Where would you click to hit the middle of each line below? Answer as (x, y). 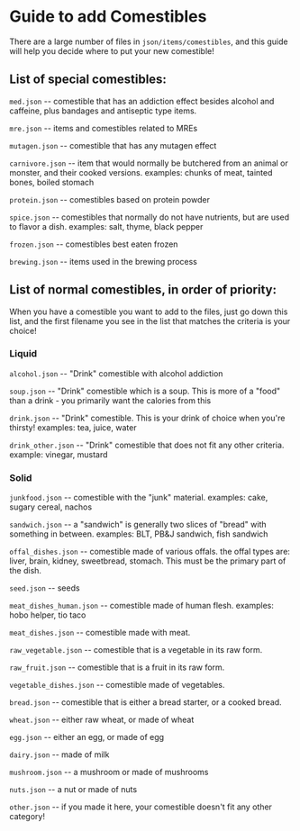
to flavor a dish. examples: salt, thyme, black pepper (106, 226)
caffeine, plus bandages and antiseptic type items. (103, 111)
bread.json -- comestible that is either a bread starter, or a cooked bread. (145, 702)
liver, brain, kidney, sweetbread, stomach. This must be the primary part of (148, 561)
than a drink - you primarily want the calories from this (110, 400)
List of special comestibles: (88, 80)
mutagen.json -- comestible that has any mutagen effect (113, 145)
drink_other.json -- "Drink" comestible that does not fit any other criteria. (147, 445)
